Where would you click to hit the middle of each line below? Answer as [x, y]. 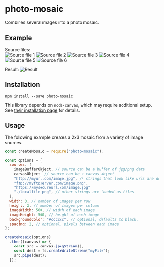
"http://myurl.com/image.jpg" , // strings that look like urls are [84, 178]
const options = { [24, 160]
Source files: [18, 49]
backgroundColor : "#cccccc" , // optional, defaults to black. [74, 219]
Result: [12, 69]
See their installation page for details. [42, 110]
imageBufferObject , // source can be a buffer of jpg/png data [80, 169]
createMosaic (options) [28, 237]
